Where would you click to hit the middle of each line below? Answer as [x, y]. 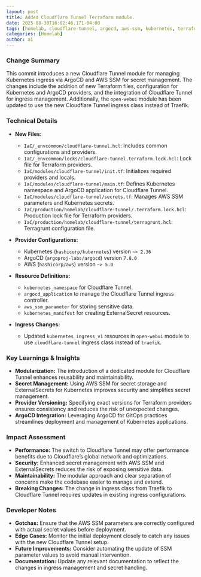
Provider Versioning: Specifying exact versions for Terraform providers [103, 402]
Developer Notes [31, 511]
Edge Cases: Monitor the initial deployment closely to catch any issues [102, 536]
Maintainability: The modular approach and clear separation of [93, 476]
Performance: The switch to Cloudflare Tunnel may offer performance [102, 450]
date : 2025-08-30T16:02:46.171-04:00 [53, 23]
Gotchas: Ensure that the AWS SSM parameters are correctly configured [104, 523]
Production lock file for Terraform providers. [78, 215]
